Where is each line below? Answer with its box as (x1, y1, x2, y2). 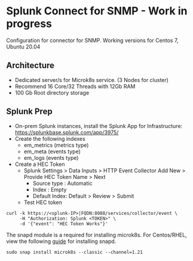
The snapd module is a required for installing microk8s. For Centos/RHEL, (6, 231, 187, 238)
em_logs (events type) (23, 154, 79, 161)
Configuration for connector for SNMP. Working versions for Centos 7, (6, 37, 179, 44)
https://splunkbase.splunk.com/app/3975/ (14, 129, 119, 136)
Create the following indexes (14, 135, 85, 142)
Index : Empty (32, 186, 67, 193)
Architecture (6, 60, 55, 71)
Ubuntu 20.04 (6, 43, 41, 50)
